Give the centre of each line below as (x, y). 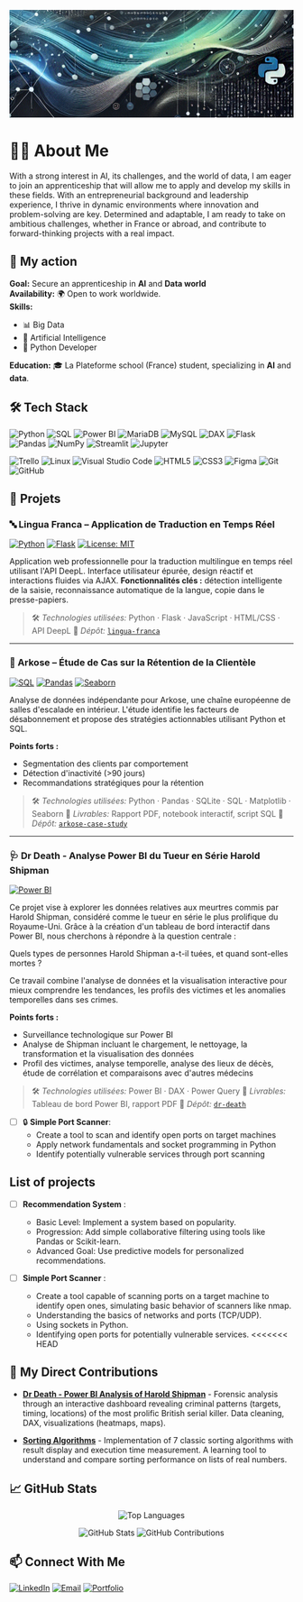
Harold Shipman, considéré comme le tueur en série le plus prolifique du (144, 917)
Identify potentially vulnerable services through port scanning (151, 1154)
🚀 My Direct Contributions (84, 1373)
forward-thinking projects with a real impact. (92, 233)
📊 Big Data (43, 325)
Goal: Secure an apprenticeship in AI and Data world (108, 283)
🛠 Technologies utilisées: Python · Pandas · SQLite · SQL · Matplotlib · (161, 801)
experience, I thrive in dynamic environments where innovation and (134, 205)
